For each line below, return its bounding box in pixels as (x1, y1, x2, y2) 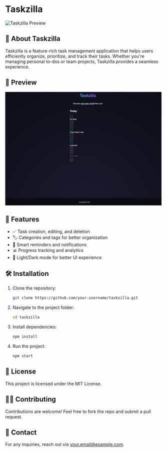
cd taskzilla (12, 315, 40, 320)
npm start (12, 353, 33, 358)
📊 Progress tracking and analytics (12, 247, 83, 253)
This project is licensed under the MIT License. (5, 380, 102, 386)
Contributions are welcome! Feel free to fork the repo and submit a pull (5, 408, 151, 414)
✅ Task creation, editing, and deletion (12, 228, 90, 234)
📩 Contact (5, 428, 37, 436)
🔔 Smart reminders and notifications (12, 241, 87, 247)
